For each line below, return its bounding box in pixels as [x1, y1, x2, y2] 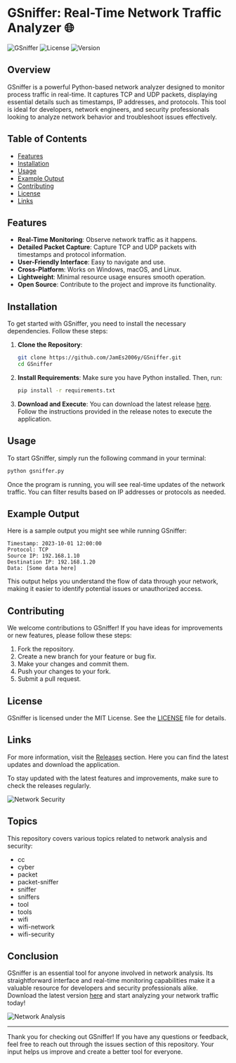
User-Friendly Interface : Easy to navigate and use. [17, 258, 166, 267]
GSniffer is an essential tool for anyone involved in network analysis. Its [7, 969, 214, 977]
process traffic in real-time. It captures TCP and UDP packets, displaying [7, 90, 218, 98]
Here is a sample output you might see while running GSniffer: [7, 526, 188, 535]
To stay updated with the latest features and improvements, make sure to [7, 774, 219, 782]
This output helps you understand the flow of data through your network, [7, 577, 219, 585]
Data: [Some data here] [7, 565, 77, 572]
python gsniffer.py [7, 467, 65, 474]
